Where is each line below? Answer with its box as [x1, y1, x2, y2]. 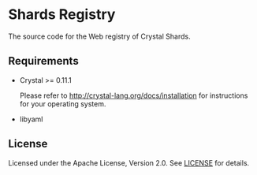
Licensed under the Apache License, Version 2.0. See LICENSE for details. [8, 158, 250, 167]
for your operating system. [19, 99, 106, 108]
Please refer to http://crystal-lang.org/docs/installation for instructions [19, 91, 248, 100]
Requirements [8, 54, 79, 68]
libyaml [19, 114, 43, 124]
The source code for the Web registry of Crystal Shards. [8, 32, 191, 41]
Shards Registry [8, 6, 116, 24]
